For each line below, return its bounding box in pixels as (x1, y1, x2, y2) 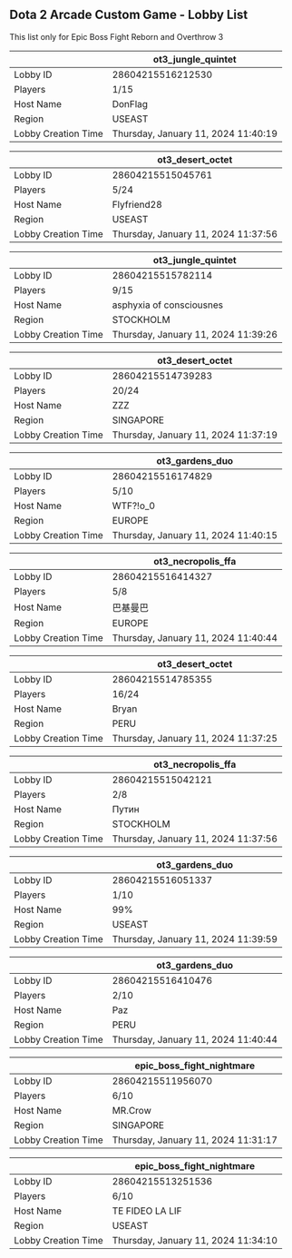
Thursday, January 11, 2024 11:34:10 (112, 1233, 278, 1246)
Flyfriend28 (112, 198, 163, 211)
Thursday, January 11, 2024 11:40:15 (112, 528, 278, 541)
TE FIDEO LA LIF (112, 1204, 182, 1217)
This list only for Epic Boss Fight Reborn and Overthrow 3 (9, 31, 224, 42)
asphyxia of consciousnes (112, 299, 224, 311)
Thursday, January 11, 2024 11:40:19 (112, 127, 278, 140)
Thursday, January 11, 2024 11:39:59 (112, 932, 278, 945)
